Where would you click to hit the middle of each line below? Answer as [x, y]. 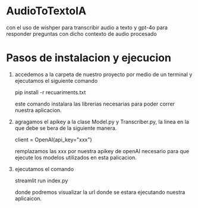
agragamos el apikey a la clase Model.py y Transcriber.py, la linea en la [102, 122]
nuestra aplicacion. [38, 110]
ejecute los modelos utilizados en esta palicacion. [76, 157]
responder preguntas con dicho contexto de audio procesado [81, 33]
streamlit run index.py [41, 181]
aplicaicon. [28, 198]
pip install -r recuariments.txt [50, 92]
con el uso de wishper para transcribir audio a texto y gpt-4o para [87, 27]
